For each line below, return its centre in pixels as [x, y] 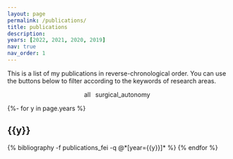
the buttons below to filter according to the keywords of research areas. [112, 81]
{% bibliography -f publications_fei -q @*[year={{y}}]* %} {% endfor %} [113, 147]
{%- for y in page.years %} [47, 108]
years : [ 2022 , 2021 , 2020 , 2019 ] [56, 40]
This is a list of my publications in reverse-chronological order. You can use [117, 73]
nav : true [22, 47]
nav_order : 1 [26, 54]
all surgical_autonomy [117, 94]
